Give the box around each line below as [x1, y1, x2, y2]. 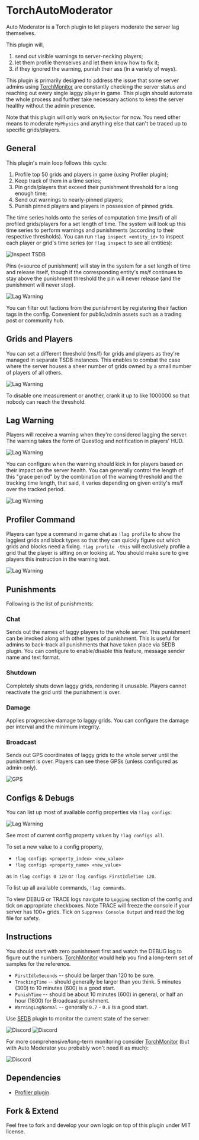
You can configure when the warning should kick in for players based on [6, 460, 183, 467]
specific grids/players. [6, 126, 61, 133]
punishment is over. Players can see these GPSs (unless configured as [6, 758, 178, 765]
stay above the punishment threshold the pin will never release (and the [6, 275, 181, 282]
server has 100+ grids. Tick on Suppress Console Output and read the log [6, 908, 185, 915]
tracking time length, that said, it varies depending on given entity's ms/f [6, 479, 184, 486]
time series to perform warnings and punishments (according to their [6, 227, 175, 234]
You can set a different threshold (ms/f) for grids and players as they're [6, 350, 180, 357]
